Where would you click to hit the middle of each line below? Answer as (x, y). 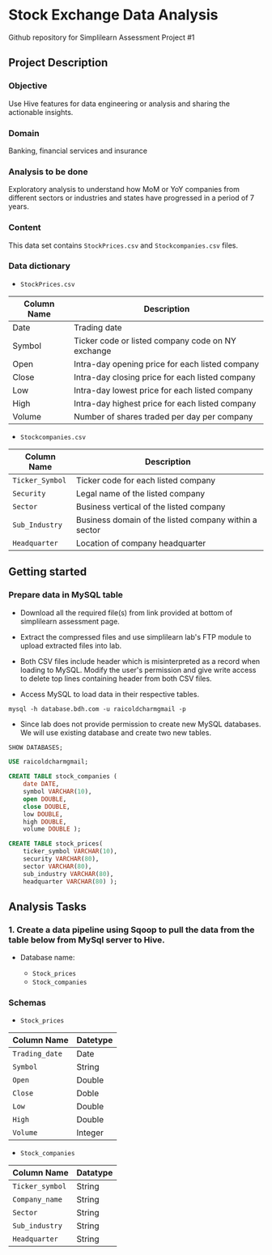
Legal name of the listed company (140, 493)
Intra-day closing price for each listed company (165, 376)
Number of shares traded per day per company (164, 416)
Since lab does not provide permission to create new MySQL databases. (140, 724)
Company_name (38, 1200)
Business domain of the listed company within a (166, 520)
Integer (90, 1133)
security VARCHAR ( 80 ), (61, 859)
